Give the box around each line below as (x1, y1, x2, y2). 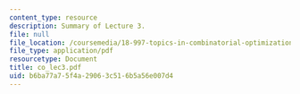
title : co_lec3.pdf (9, 64, 82, 73)
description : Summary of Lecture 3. (9, 21, 146, 30)
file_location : (9, 38, 66, 47)
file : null (9, 30, 50, 38)
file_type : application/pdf (9, 47, 114, 56)
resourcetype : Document (9, 55, 98, 64)
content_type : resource (9, 13, 98, 22)
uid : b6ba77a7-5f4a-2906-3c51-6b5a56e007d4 (9, 72, 174, 81)
